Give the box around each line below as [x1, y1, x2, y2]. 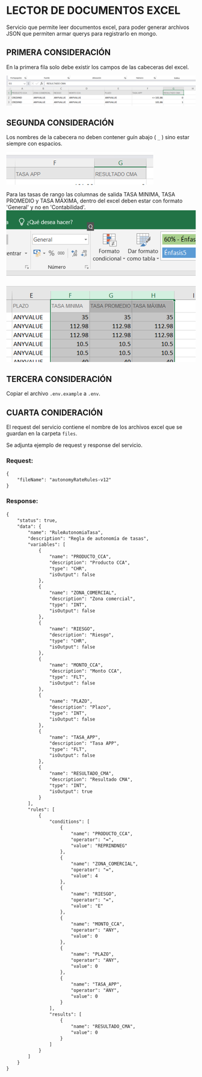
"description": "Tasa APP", [49, 740, 120, 746]
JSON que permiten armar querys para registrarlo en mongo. [6, 30, 158, 37]
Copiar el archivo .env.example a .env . [6, 390, 100, 398]
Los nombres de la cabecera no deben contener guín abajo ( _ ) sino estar [6, 134, 190, 141]
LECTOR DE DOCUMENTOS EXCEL [6, 4, 181, 17]
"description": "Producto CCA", [49, 560, 130, 566]
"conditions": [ [49, 819, 90, 825]
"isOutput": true [49, 788, 93, 794]
